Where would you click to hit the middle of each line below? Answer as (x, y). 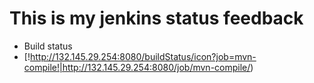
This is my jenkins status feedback (156, 18)
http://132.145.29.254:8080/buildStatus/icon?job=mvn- (143, 56)
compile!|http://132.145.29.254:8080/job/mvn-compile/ (137, 67)
